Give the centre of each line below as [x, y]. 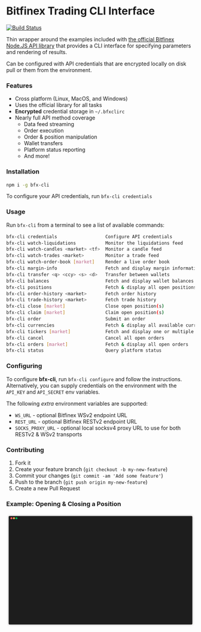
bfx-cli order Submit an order [76, 319]
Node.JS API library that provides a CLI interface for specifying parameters [99, 46]
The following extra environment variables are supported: [77, 403]
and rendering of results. [37, 52]
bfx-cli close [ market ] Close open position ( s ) [85, 306]
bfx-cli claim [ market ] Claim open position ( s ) [85, 313]
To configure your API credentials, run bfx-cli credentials [79, 196]
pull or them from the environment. [49, 70]
